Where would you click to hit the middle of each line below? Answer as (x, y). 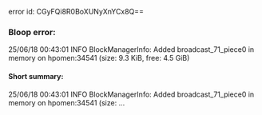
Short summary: (36, 76)
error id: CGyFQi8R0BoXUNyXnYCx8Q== (76, 12)
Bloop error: (32, 32)
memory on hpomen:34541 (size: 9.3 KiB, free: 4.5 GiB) (99, 58)
